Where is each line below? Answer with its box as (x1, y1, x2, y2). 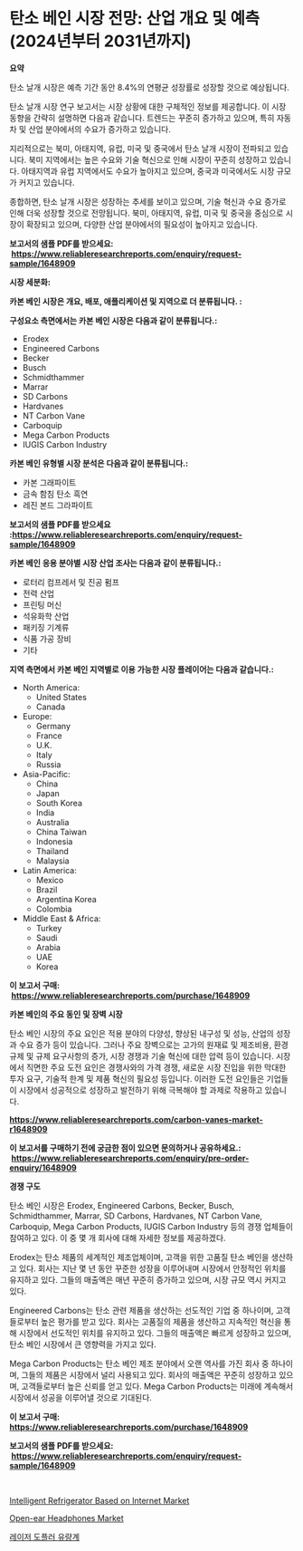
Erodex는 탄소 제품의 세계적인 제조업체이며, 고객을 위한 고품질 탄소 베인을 (9, 1251, 270, 1262)
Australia (35, 816, 70, 827)
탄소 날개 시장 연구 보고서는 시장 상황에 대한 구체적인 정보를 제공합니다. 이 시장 (9, 101, 287, 111)
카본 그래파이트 (22, 477, 77, 487)
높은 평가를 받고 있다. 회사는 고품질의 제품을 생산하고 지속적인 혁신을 (40, 1315, 282, 1327)
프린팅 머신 (22, 599, 62, 610)
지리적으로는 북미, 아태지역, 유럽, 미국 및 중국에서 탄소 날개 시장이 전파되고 (9, 142, 272, 154)
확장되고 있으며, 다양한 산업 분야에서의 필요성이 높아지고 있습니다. (25, 218, 258, 229)
